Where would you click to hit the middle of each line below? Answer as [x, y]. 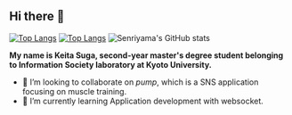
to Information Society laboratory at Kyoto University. [110, 64]
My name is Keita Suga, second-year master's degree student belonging [146, 55]
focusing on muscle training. [74, 91]
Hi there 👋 [37, 16]
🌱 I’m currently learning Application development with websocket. [143, 101]
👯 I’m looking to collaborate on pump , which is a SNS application [140, 82]
